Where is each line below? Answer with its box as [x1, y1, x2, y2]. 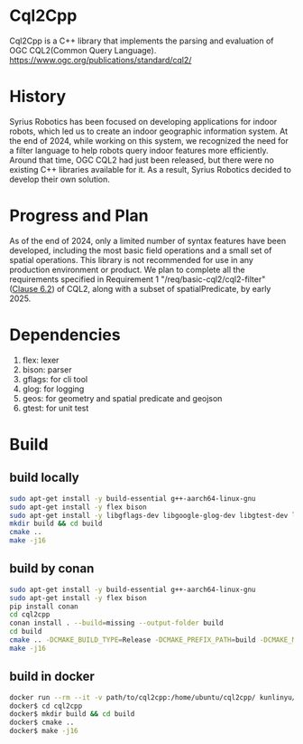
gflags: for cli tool [22, 373, 88, 384]
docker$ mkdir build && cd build [9, 710, 135, 719]
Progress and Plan [9, 205, 149, 226]
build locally [9, 470, 79, 485]
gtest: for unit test [22, 402, 89, 413]
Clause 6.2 [12, 283, 52, 294]
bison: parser [22, 363, 72, 375]
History [9, 87, 67, 107]
